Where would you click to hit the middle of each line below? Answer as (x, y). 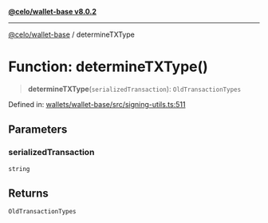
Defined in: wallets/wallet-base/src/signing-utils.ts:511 (97, 104)
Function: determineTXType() (108, 67)
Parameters (38, 130)
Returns (29, 194)
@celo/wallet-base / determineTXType (72, 34)
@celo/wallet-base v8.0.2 (53, 12)
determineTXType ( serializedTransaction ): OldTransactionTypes (134, 89)
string (19, 169)
